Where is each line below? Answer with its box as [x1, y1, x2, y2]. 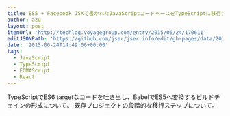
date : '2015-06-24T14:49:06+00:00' [7, 42, 109, 48]
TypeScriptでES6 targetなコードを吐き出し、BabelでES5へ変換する [7, 93, 196, 101]
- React [13, 73, 36, 81]
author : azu [7, 16, 41, 23]
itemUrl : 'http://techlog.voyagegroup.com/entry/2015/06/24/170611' [7, 29, 207, 36]
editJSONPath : [7, 35, 48, 42]
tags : [7, 48, 23, 55]
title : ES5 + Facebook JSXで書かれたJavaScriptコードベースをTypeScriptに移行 [7, 10, 221, 17]
